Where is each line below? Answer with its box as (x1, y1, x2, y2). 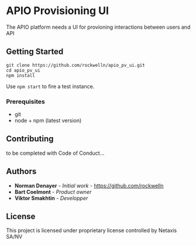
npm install (6, 72, 35, 79)
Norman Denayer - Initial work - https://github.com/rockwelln (14, 182, 164, 189)
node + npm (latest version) (14, 117, 82, 124)
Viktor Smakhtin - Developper (14, 195, 88, 202)
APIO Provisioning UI (6, 4, 109, 18)
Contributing (6, 134, 54, 144)
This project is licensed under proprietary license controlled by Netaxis (6, 227, 177, 234)
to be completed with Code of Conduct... (6, 149, 105, 156)
